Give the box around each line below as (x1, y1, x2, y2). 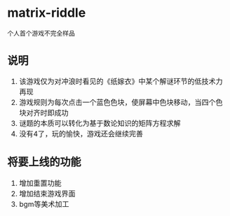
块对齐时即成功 (19, 108, 69, 118)
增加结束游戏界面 (19, 189, 76, 199)
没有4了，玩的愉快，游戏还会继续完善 (19, 129, 144, 139)
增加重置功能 (19, 178, 62, 188)
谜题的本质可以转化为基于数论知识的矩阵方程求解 (19, 119, 181, 129)
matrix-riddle (7, 5, 86, 21)
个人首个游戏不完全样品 (7, 29, 75, 37)
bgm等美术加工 (19, 199, 69, 209)
